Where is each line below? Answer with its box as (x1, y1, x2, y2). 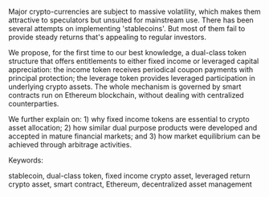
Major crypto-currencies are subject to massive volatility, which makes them (8, 7, 261, 16)
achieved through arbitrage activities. (8, 140, 132, 149)
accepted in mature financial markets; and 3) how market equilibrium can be (8, 131, 261, 141)
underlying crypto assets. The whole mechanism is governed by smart (8, 82, 242, 91)
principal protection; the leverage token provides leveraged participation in (8, 74, 255, 82)
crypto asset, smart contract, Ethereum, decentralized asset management (8, 179, 253, 189)
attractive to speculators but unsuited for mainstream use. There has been (8, 15, 255, 25)
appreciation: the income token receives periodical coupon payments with (8, 65, 254, 74)
